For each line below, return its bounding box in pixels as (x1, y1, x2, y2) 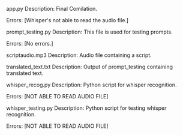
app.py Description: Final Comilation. (6, 5, 98, 12)
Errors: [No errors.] (6, 40, 53, 47)
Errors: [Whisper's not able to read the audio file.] (6, 17, 129, 23)
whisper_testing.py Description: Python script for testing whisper (6, 104, 167, 112)
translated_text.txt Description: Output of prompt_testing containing (6, 63, 173, 70)
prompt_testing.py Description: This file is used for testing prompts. (6, 28, 173, 35)
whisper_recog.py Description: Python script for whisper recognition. (6, 81, 177, 88)
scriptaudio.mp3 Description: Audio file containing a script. (6, 52, 152, 59)
